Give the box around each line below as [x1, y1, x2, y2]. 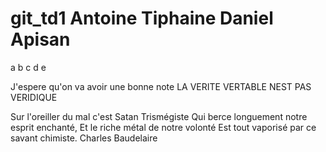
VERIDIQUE [10, 91, 58, 103]
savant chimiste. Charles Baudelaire [10, 132, 158, 144]
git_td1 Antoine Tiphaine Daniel [10, 7, 274, 30]
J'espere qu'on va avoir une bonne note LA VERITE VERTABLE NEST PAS [10, 80, 312, 92]
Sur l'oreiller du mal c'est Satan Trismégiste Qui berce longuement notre [10, 110, 308, 122]
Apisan [10, 28, 71, 51]
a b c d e [10, 61, 47, 73]
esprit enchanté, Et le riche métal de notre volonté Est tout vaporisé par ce [10, 121, 317, 133]
